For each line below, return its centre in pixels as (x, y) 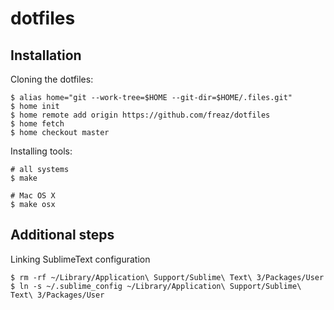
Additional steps (62, 235)
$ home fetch (37, 124)
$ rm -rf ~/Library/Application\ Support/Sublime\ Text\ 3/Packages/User (167, 277)
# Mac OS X (33, 196)
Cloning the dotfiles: (52, 79)
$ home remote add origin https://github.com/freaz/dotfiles (140, 115)
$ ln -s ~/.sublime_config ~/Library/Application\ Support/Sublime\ (156, 286)
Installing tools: (41, 151)
